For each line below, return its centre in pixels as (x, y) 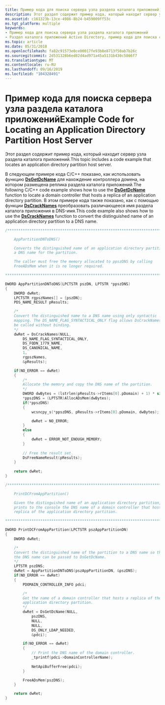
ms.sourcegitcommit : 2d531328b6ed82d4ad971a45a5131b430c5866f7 (71, 56)
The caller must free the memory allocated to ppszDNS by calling (83, 262)
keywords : (15, 28)
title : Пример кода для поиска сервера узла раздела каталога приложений (82, 10)
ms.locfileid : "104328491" (33, 74)
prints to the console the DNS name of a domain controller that (82, 507)
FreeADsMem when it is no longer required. (59, 266)
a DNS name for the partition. (46, 253)
